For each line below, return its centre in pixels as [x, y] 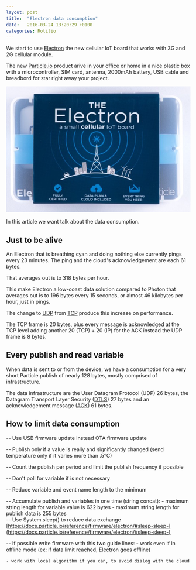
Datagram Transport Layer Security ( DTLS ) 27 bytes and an [78, 399]
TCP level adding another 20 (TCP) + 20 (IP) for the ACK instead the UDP [94, 330]
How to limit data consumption [63, 424]
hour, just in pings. [28, 301]
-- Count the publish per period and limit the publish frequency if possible [95, 467]
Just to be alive [35, 240]
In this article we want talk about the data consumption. [73, 222]
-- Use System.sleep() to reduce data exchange [63, 519]
